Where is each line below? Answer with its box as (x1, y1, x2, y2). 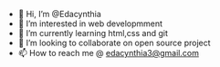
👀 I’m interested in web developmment (17, 18, 162, 29)
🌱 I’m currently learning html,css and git (17, 28, 169, 38)
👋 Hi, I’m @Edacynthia (17, 9, 102, 19)
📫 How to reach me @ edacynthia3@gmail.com (17, 48, 199, 58)
